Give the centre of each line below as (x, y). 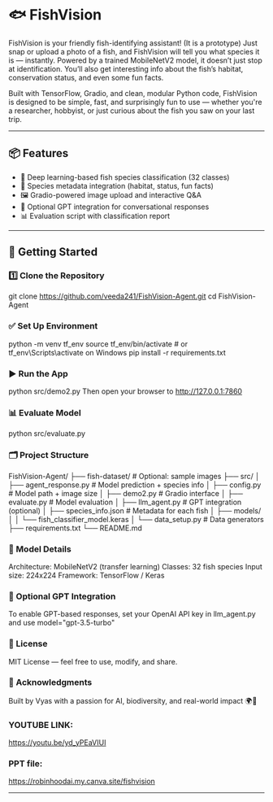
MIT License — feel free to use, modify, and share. (93, 661)
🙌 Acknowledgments (50, 682)
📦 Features (39, 153)
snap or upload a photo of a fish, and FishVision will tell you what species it (134, 51)
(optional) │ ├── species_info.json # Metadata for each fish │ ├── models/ (135, 510)
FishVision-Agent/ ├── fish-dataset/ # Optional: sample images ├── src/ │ (134, 476)
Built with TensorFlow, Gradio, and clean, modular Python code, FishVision (133, 93)
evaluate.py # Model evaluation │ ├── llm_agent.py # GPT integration (125, 502)
